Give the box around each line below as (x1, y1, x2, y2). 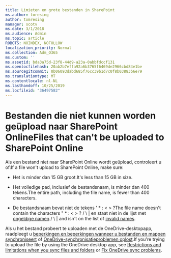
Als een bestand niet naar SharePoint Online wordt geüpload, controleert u (5, 159, 162, 165)
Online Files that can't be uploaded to (5, 131, 164, 143)
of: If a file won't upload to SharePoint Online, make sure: (5, 164, 124, 170)
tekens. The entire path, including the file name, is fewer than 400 (12, 189, 150, 196)
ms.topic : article (5, 36, 44, 41)
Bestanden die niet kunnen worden (5, 110, 156, 121)
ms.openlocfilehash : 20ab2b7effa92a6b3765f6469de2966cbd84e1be (5, 64, 142, 69)
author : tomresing (5, 17, 44, 22)
